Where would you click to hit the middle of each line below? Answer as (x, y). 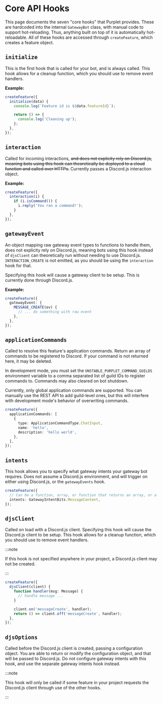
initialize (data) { (29, 101)
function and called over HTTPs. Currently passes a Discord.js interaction (78, 168)
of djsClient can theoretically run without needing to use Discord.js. (73, 255)
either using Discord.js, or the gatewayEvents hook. (55, 482)
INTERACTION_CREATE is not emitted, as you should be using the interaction (79, 260)
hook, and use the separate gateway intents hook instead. (63, 664)
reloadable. (16, 37)
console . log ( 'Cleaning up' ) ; (47, 119)
